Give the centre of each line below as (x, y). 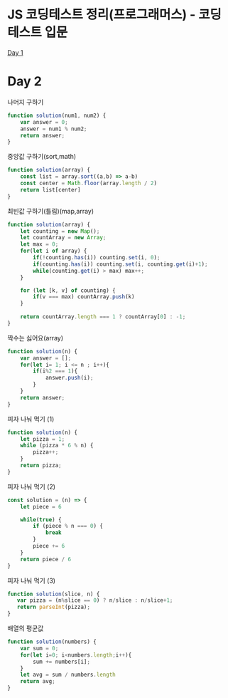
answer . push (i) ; (69, 378)
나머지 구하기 (26, 102)
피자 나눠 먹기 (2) (31, 486)
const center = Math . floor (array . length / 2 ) (89, 183)
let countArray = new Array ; (63, 238)
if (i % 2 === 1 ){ (55, 371)
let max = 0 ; (39, 244)
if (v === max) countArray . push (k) (84, 297)
